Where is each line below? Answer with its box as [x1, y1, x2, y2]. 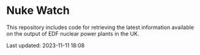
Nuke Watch [6, 4, 70, 18]
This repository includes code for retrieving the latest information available [6, 24, 194, 31]
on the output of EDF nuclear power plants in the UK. [6, 30, 139, 37]
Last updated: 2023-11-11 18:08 [6, 42, 85, 49]
